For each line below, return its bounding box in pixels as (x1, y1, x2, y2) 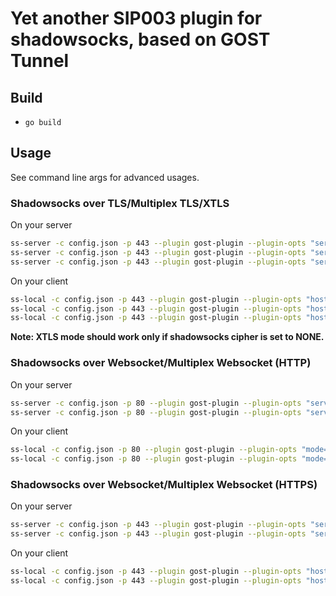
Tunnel (10, 50, 70, 72)
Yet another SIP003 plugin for (10, 7, 263, 30)
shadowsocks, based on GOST (10, 28, 271, 51)
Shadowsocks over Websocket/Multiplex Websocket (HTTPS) (10, 478, 318, 492)
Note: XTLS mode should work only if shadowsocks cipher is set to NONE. (10, 331, 325, 343)
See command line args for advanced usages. (10, 171, 200, 183)
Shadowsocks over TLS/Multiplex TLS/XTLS (10, 196, 230, 210)
